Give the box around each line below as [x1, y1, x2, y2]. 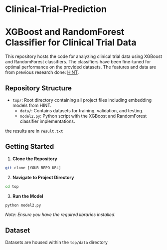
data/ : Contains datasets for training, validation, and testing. [19, 107, 144, 113]
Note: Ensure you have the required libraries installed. [5, 212, 116, 218]
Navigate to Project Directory [12, 174, 74, 180]
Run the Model [12, 193, 43, 199]
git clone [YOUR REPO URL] [5, 165, 61, 170]
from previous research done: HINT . [5, 69, 79, 75]
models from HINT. [12, 102, 52, 108]
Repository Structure [5, 84, 72, 92]
